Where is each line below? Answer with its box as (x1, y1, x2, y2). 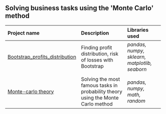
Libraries (127, 26, 149, 33)
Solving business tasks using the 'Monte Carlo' (5, 4, 154, 12)
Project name (7, 29, 40, 36)
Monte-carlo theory (7, 88, 54, 95)
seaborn (127, 65, 147, 72)
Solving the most (81, 75, 120, 82)
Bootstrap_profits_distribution (7, 53, 77, 60)
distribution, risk (81, 50, 119, 57)
